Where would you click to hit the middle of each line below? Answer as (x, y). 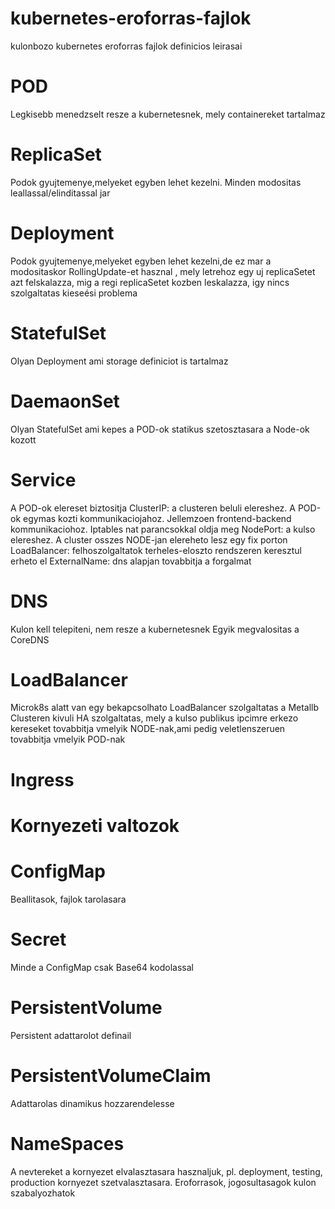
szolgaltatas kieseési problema (74, 293)
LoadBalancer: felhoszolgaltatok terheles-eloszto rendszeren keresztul (156, 550)
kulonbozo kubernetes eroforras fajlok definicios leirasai (126, 46)
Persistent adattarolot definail (71, 1035)
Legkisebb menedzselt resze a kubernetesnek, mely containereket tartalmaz (168, 114)
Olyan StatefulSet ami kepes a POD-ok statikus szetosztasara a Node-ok (160, 429)
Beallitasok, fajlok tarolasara (68, 899)
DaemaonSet (65, 401)
